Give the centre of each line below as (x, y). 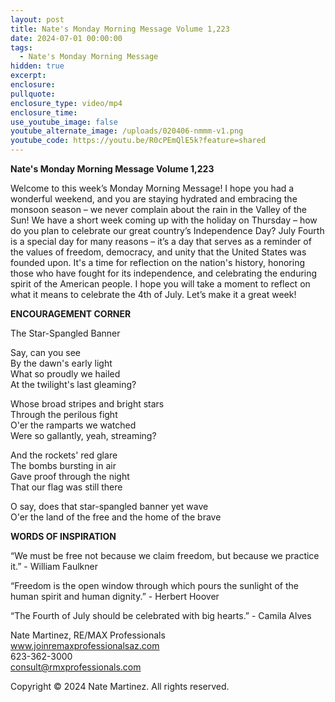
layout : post (37, 19)
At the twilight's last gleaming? (73, 384)
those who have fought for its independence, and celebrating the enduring (164, 273)
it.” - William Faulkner (54, 566)
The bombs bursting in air (63, 465)
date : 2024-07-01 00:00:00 (66, 38)
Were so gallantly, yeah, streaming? (83, 435)
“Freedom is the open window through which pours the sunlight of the (154, 585)
